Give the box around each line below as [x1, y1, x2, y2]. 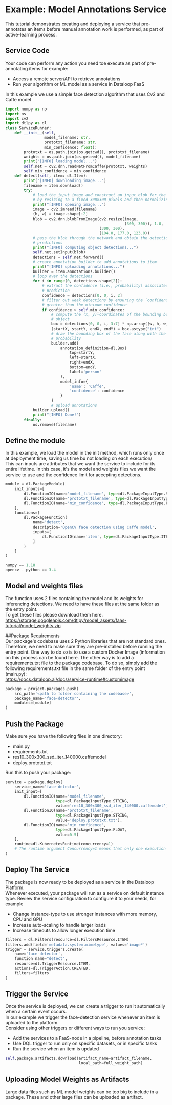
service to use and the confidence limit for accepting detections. [5, 472, 142, 478]
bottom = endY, [69, 365, 97, 370]
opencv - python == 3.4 [5, 567, 56, 573]
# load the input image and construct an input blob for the [32, 192, 166, 197]
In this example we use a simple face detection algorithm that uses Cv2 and [5, 91, 165, 97]
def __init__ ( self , [14, 130, 56, 136]
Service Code [5, 46, 50, 55]
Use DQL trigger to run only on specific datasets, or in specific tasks [12, 1040, 157, 1047]
